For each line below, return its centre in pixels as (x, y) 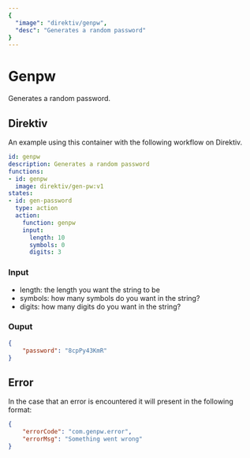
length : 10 (47, 238)
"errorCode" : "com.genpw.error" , (77, 432)
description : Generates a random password (79, 164)
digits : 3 (45, 252)
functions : (26, 171)
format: (20, 410)
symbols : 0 (47, 245)
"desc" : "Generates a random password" (81, 30)
